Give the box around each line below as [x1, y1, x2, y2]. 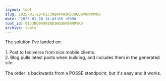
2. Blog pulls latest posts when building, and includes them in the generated [5, 54, 160, 60]
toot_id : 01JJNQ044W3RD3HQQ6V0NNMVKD [5, 21, 83, 26]
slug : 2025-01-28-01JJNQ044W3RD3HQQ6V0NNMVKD [5, 12, 101, 17]
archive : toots [5, 26, 37, 30]
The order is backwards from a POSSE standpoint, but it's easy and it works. [5, 70, 162, 76]
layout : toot [5, 7, 32, 12]
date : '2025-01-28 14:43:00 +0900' [5, 16, 79, 21]
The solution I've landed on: [5, 39, 62, 45]
